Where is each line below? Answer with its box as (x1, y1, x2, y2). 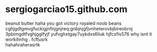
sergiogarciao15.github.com (5, 4, 128, 15)
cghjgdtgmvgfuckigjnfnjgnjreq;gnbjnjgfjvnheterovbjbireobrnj (5, 25, 133, 31)
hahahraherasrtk (5, 41, 40, 47)
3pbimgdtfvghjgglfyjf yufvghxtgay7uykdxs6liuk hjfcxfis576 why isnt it (5, 31, 152, 37)
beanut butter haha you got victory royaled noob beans (5, 20, 122, 26)
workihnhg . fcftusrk (5, 36, 48, 42)
